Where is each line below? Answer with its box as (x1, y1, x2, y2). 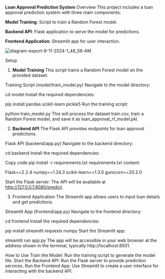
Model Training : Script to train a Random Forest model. (5, 19, 118, 25)
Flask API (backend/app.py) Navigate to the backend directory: (5, 141, 133, 146)
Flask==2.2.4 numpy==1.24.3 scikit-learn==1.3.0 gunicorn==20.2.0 (5, 169, 142, 175)
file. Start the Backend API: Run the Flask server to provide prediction (5, 258, 147, 263)
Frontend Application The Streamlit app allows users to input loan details (12, 194, 160, 200)
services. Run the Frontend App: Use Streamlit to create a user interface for (5, 263, 159, 269)
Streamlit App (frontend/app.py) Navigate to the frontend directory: (5, 209, 142, 215)
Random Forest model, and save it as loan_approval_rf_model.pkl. (5, 116, 139, 122)
